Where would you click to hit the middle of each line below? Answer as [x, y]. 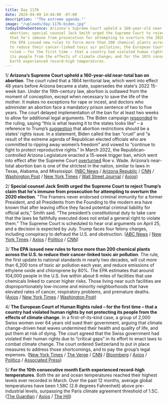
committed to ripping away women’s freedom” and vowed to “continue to [80, 145]
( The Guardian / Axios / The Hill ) [38, 396]
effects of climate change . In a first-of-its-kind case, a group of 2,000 [78, 318]
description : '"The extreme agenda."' [45, 19]
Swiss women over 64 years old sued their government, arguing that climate [84, 323]
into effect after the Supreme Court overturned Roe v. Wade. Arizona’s [77, 160]
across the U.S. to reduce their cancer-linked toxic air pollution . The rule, [82, 255]
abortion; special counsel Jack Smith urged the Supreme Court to [80, 33]
